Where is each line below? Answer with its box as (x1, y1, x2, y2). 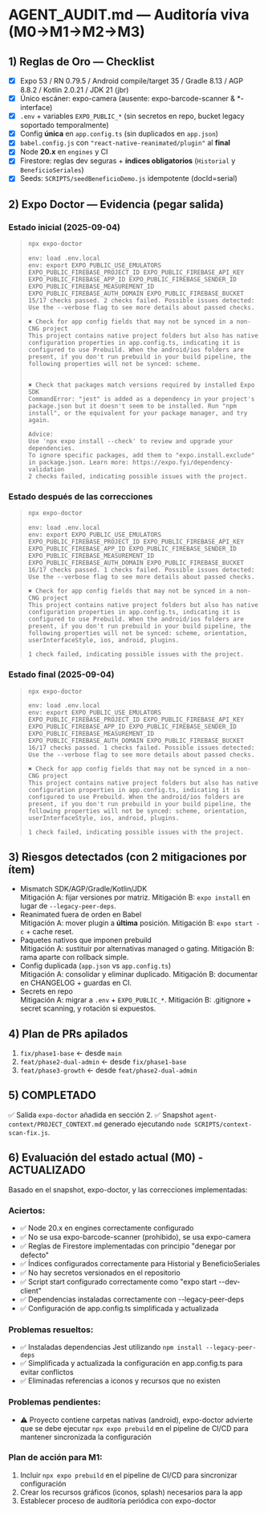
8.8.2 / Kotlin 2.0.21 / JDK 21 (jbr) (19, 85, 129, 95)
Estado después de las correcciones (8, 490, 153, 502)
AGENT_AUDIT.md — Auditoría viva (8, 6, 250, 24)
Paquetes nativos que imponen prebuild (19, 935, 152, 945)
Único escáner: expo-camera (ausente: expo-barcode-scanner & (19, 94, 235, 104)
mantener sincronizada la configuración (19, 1432, 152, 1441)
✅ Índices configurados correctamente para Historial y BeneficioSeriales (19, 1258, 261, 1268)
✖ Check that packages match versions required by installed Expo (27, 381, 255, 389)
